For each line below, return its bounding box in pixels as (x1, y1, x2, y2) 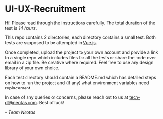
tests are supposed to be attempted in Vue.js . (5, 39, 97, 45)
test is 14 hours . (5, 25, 37, 30)
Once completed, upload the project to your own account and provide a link (5, 49, 158, 55)
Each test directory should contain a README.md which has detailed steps (5, 74, 156, 80)
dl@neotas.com (5, 99, 37, 105)
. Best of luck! (36, 99, 65, 105)
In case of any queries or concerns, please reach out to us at (5, 94, 129, 100)
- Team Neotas (5, 109, 36, 115)
